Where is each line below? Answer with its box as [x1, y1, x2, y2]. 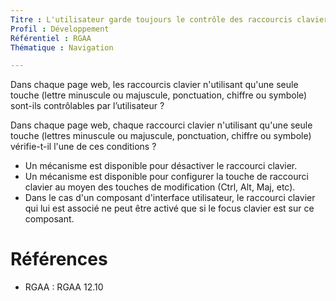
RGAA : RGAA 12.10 [24, 281, 104, 293]
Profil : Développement [10, 24, 110, 34]
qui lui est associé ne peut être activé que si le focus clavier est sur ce [24, 202, 315, 215]
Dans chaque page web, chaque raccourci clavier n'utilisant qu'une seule [10, 119, 313, 131]
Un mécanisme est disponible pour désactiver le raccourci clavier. [24, 160, 298, 172]
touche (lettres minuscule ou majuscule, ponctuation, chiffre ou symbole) [10, 130, 312, 142]
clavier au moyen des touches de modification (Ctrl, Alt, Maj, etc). [24, 181, 296, 193]
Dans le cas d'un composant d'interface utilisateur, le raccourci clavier [24, 192, 316, 204]
